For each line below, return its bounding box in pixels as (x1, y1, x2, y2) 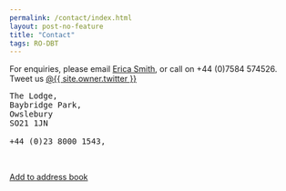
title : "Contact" (9, 30, 76, 39)
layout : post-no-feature (9, 22, 104, 31)
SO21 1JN (9, 118, 48, 128)
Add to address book (9, 172, 88, 183)
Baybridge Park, (9, 100, 82, 110)
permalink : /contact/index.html (9, 13, 132, 23)
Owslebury (9, 109, 53, 119)
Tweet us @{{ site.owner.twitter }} (9, 74, 138, 85)
